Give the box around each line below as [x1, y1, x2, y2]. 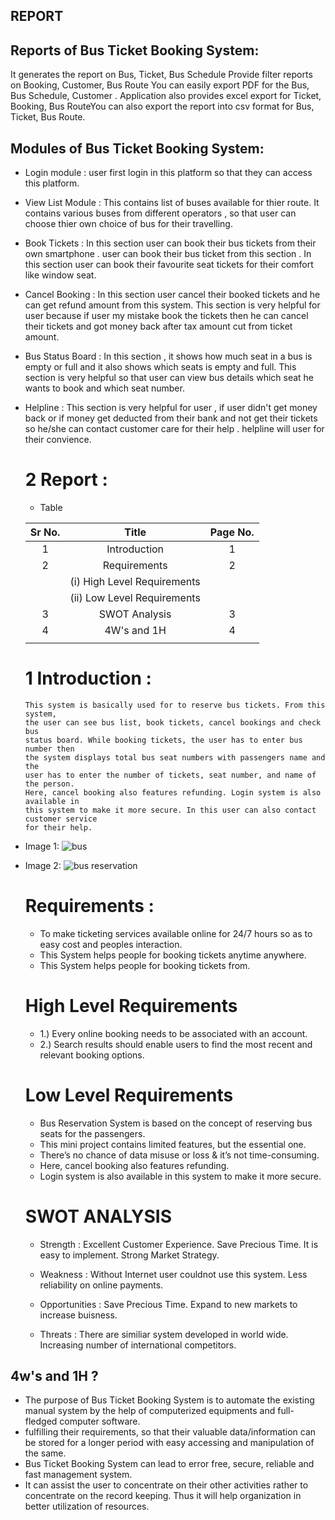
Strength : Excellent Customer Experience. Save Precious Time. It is [39, 1238, 319, 1250]
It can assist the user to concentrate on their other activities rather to [24, 1479, 309, 1491]
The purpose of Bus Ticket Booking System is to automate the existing [24, 1394, 315, 1406]
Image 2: [24, 859, 62, 871]
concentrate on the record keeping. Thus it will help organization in [24, 1490, 302, 1502]
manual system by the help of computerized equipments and [24, 1405, 276, 1417]
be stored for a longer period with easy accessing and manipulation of [24, 1437, 315, 1449]
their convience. [24, 434, 92, 446]
